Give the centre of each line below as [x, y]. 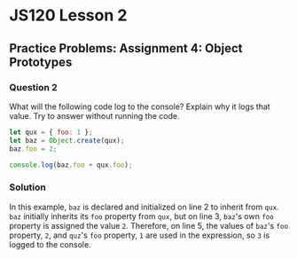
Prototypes [41, 62]
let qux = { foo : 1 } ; [51, 132]
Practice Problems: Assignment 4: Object [126, 48]
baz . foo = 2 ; [33, 149]
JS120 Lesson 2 [68, 16]
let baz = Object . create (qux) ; [67, 140]
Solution [28, 187]
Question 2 [33, 87]
